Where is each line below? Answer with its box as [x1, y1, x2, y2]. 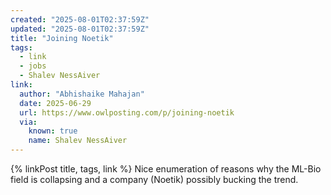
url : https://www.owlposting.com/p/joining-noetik [19, 107, 235, 118]
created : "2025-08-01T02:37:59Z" [10, 14, 150, 25]
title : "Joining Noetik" [10, 33, 114, 43]
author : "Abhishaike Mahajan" [19, 89, 145, 99]
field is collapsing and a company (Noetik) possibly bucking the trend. [10, 174, 299, 185]
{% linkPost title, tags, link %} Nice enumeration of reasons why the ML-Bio [10, 163, 322, 175]
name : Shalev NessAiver [28, 136, 128, 146]
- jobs [19, 61, 47, 71]
